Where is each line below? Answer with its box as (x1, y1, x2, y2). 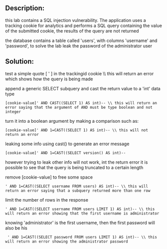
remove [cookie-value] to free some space (5, 174, 93, 180)
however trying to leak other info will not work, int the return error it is (5, 159, 148, 165)
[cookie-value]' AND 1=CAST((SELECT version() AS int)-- (5, 150, 126, 155)
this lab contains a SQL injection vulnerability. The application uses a (5, 17, 146, 23)
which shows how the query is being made (5, 76, 93, 82)
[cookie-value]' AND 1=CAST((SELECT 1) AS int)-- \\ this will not (5, 127, 149, 133)
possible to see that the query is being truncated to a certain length (5, 164, 144, 170)
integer (5, 109, 21, 114)
